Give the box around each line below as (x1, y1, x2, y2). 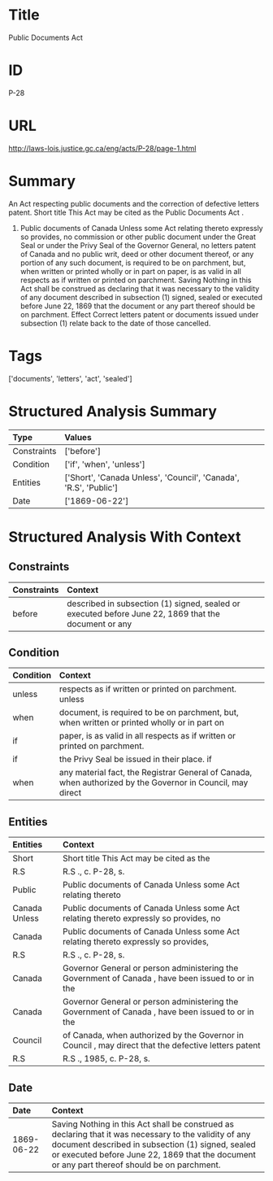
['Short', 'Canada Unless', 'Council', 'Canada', (64, 472, 240, 483)
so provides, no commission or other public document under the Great (19, 232, 256, 242)
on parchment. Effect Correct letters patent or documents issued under (19, 309, 259, 319)
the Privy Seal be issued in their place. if (59, 754, 213, 765)
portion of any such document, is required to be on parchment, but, (19, 258, 246, 268)
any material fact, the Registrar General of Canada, (59, 767, 253, 778)
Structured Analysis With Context (8, 527, 241, 546)
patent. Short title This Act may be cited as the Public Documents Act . (8, 207, 244, 217)
